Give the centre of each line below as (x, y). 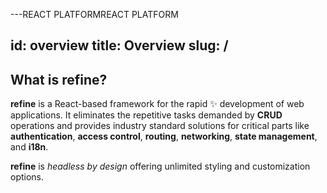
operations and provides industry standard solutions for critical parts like (160, 126)
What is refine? (59, 79)
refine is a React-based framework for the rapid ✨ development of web (157, 104)
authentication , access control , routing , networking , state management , (164, 136)
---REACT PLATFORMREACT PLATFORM (94, 14)
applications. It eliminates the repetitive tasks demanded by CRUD (146, 115)
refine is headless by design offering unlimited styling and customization (160, 166)
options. (27, 177)
